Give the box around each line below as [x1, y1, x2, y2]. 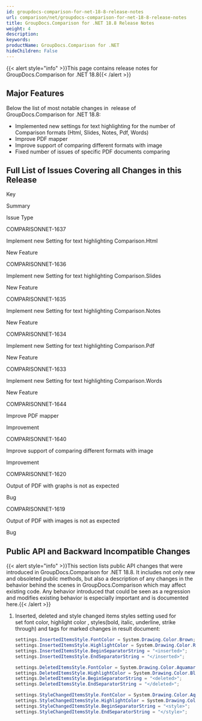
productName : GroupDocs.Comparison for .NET [6, 43, 120, 49]
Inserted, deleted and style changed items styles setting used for [14, 612, 176, 620]
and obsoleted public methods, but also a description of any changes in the [6, 575, 194, 583]
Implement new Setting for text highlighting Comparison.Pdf [6, 342, 155, 350]
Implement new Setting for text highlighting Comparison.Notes [6, 308, 161, 315]
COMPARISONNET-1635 [6, 296, 66, 303]
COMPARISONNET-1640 [6, 436, 67, 443]
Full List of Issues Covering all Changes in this [6, 165, 182, 175]
